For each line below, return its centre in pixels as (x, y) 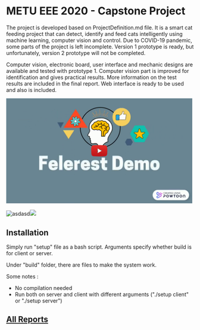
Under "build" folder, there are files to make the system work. (81, 265)
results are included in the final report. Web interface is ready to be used (95, 83)
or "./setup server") (38, 301)
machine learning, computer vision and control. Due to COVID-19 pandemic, (99, 40)
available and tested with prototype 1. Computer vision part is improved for (98, 71)
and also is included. (32, 90)
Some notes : (22, 276)
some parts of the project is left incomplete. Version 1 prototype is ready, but (100, 47)
